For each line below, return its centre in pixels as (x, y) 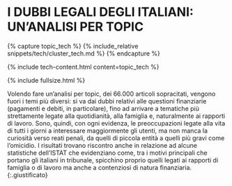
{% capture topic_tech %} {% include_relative (73, 46)
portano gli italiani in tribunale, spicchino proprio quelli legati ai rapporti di (113, 160)
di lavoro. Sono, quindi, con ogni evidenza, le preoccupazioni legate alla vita (116, 123)
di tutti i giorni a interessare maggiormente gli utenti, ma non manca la (107, 130)
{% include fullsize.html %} (46, 80)
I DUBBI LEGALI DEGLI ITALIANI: (100, 12)
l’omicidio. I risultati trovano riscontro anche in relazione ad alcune (102, 145)
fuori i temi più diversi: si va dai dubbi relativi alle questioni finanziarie (107, 101)
